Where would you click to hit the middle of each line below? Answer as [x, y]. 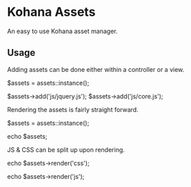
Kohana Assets [51, 12]
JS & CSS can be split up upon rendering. [66, 150]
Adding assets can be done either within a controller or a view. [96, 69]
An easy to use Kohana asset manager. [62, 31]
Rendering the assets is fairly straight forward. [73, 109]
